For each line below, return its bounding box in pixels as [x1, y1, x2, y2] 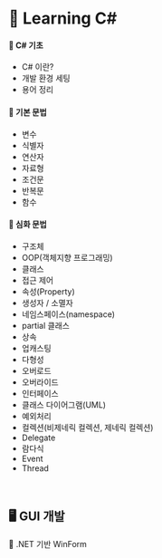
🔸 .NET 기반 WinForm [8, 538, 88, 549]
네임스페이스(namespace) [21, 308, 115, 320]
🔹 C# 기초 [8, 40, 44, 51]
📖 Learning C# [8, 8, 118, 29]
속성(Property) [21, 285, 76, 297]
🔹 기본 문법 [8, 106, 47, 117]
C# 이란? [21, 62, 54, 72]
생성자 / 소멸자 [21, 297, 73, 308]
